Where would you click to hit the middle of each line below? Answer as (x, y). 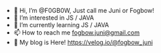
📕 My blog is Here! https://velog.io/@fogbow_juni (83, 42)
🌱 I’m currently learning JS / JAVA (61, 25)
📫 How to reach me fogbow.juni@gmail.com (77, 33)
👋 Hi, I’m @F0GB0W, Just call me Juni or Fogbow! (84, 11)
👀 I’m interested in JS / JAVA (54, 18)
